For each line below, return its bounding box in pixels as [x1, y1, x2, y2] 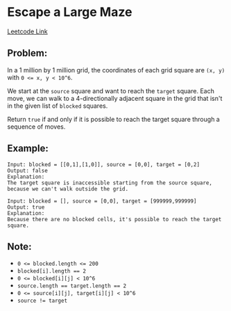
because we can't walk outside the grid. [7, 185, 129, 192]
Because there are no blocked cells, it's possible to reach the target [7, 216, 222, 223]
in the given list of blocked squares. [7, 102, 108, 110]
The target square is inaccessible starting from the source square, [7, 179, 213, 186]
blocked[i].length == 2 [17, 268, 87, 275]
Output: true [7, 203, 45, 211]
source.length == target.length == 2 [17, 282, 127, 289]
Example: [7, 143, 49, 154]
